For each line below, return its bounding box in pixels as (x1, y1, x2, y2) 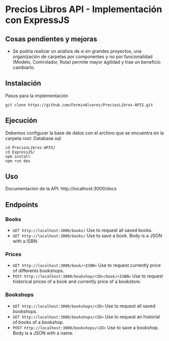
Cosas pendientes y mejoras (5, 35, 97, 43)
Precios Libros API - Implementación (5, 4, 162, 15)
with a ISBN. (12, 238, 39, 244)
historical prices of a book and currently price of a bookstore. (12, 278, 141, 285)
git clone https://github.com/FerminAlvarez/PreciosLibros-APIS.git (5, 102, 153, 107)
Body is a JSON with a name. (12, 330, 74, 336)
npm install (5, 154, 30, 159)
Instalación (5, 79, 42, 88)
